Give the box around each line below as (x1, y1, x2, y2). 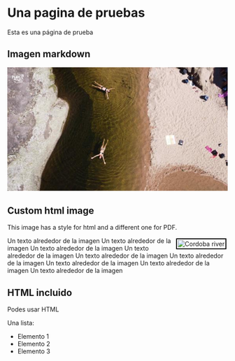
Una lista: (7, 319, 35, 327)
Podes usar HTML (7, 305, 59, 314)
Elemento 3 (17, 347, 50, 355)
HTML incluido (7, 286, 72, 298)
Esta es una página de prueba (7, 28, 94, 36)
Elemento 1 (17, 332, 49, 341)
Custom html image (7, 205, 94, 216)
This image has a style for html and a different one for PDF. (7, 223, 177, 232)
